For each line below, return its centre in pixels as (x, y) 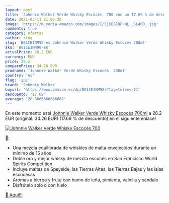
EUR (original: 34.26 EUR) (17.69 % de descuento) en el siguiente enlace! (81, 118)
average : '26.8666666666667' (36, 99)
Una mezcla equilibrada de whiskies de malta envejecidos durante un (84, 148)
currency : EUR (20, 57)
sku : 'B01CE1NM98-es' (28, 47)
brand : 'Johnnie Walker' (31, 85)
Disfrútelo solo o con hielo (39, 185)
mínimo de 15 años (32, 153)
